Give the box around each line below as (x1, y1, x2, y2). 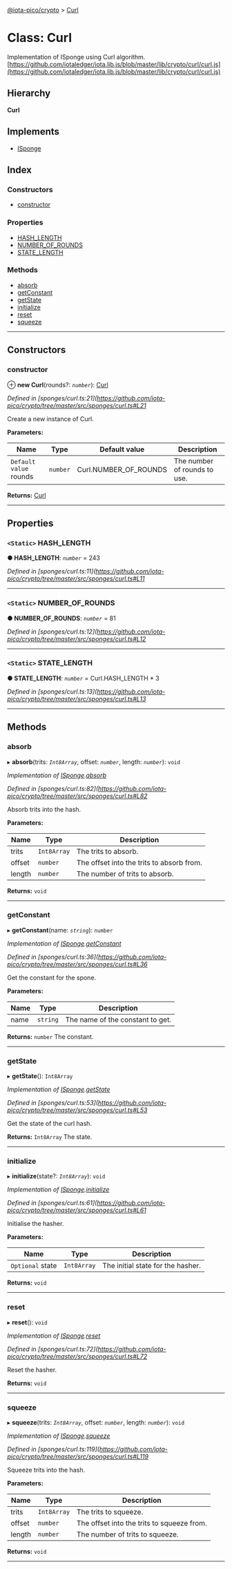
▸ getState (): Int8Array (7, 1072, 73, 1080)
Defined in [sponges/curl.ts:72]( (7, 1345, 98, 1353)
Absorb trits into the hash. (7, 805, 81, 813)
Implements (7, 126, 60, 137)
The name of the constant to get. (65, 1015, 171, 1024)
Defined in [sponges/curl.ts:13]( (7, 687, 97, 696)
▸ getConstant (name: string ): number (7, 926, 113, 934)
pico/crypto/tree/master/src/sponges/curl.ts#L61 (7, 1206, 147, 1214)
